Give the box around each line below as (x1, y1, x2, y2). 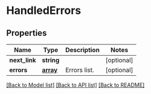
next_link (9, 56, 36, 64)
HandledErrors (6, 4, 82, 18)
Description (65, 46, 100, 54)
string (42, 56, 60, 64)
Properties (6, 28, 47, 38)
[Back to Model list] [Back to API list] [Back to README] (6, 81, 145, 89)
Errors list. (65, 66, 95, 74)
